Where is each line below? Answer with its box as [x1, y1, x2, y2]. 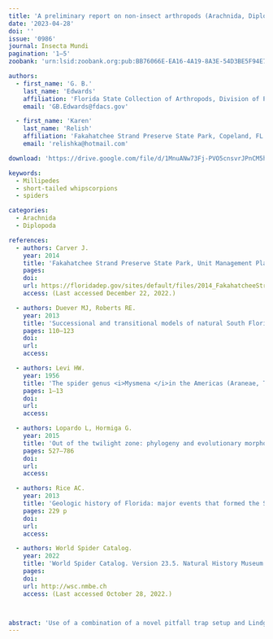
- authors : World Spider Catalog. [15, 545, 132, 553]
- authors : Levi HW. [15, 364, 85, 372]
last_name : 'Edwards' [23, 87, 96, 95]
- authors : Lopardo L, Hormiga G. [15, 424, 132, 432]
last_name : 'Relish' [23, 125, 93, 133]
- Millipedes [15, 177, 60, 185]
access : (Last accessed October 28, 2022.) [23, 589, 173, 598]
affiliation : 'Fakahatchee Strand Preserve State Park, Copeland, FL [23, 132, 264, 141]
